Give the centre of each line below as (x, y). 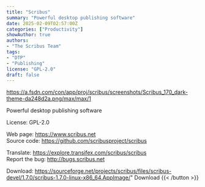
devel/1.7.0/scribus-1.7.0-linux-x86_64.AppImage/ (69, 178)
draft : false (23, 75)
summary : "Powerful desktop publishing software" (71, 18)
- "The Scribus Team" (34, 47)
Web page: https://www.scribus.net (51, 134)
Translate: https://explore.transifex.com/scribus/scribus (76, 153)
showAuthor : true (28, 35)
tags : (13, 52)
